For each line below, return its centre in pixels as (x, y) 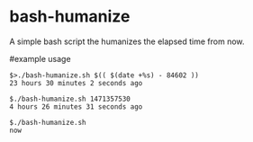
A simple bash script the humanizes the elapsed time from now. (127, 41)
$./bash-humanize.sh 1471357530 (70, 99)
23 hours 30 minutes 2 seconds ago (76, 83)
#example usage (40, 58)
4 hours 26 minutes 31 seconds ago (76, 106)
